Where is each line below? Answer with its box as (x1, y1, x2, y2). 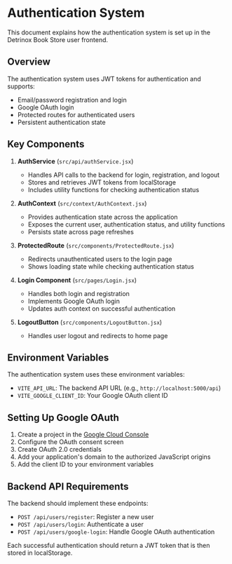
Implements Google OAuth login (27, 297, 121, 305)
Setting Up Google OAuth (7, 412, 119, 424)
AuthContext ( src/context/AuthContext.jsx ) (17, 199, 147, 208)
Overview (7, 56, 51, 68)
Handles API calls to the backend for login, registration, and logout (27, 170, 220, 179)
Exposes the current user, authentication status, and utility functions (27, 220, 226, 229)
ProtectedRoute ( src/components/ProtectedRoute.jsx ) (17, 241, 175, 250)
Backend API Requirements (7, 481, 129, 492)
